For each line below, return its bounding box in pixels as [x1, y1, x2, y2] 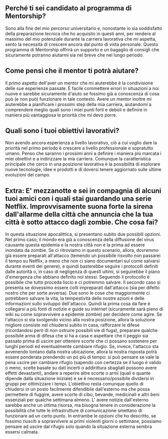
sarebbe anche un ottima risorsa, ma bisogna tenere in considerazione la [5, 402, 156, 408]
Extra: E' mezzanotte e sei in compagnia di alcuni [5, 186, 161, 195]
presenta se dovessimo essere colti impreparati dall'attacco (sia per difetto [5, 285, 160, 291]
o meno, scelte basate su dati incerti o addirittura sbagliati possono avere [5, 365, 157, 371]
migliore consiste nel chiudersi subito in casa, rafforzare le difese [5, 322, 140, 328]
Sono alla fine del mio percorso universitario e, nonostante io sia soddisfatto [5, 25, 162, 31]
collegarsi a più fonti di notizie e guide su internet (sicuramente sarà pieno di [5, 306, 163, 312]
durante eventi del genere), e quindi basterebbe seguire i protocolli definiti [5, 264, 159, 270]
